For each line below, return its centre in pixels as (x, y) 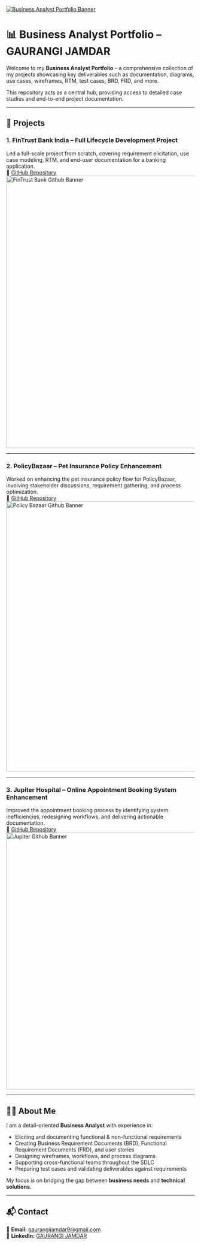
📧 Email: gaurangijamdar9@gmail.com (54, 1229)
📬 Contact (27, 1212)
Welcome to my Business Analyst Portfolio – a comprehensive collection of (100, 68)
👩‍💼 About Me (31, 1111)
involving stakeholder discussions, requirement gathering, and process (94, 485)
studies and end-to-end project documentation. (65, 98)
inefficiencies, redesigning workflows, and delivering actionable (85, 817)
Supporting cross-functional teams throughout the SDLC (84, 1162)
